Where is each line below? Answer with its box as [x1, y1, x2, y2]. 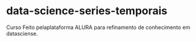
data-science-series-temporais [6, 4, 168, 18]
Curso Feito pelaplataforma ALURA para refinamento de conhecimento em [6, 24, 191, 31]
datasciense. [6, 30, 38, 37]
